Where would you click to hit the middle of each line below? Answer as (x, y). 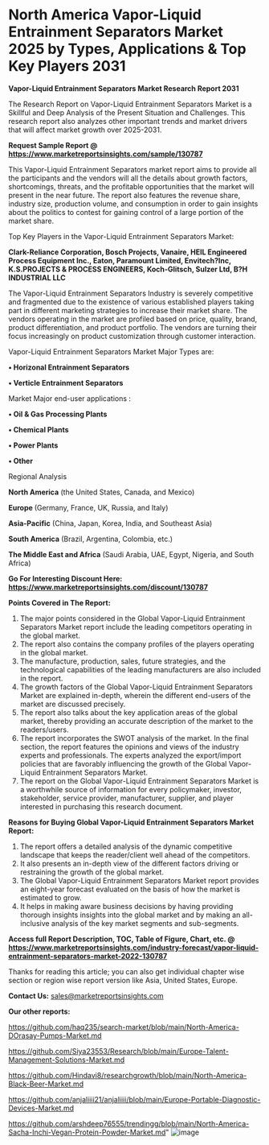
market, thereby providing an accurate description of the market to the (137, 721)
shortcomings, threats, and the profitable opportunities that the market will (131, 186)
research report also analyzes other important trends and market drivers (128, 121)
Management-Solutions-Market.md (67, 1060)
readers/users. (44, 730)
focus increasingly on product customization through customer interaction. (132, 336)
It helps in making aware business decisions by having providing (126, 906)
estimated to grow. (51, 897)
